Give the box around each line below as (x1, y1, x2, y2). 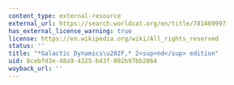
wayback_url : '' (8, 65, 63, 73)
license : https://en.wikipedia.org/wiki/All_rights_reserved (8, 34, 219, 43)
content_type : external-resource (8, 11, 121, 20)
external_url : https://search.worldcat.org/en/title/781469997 (8, 19, 227, 28)
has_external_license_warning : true (8, 27, 132, 35)
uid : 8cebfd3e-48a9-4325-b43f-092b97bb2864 (8, 57, 158, 66)
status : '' (8, 42, 45, 50)
